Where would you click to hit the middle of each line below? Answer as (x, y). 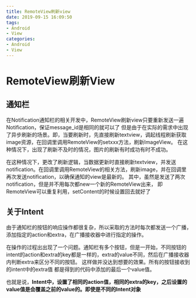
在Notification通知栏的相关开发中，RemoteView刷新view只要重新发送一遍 (95, 120)
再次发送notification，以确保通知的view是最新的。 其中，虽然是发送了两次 (96, 176)
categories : (21, 39)
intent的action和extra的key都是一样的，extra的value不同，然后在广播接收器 (98, 254)
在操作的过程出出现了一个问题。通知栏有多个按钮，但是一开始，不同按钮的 (96, 247)
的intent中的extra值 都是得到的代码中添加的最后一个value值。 (81, 269)
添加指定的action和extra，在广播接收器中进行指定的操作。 (77, 234)
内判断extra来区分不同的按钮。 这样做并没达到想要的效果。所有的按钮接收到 (98, 262)
